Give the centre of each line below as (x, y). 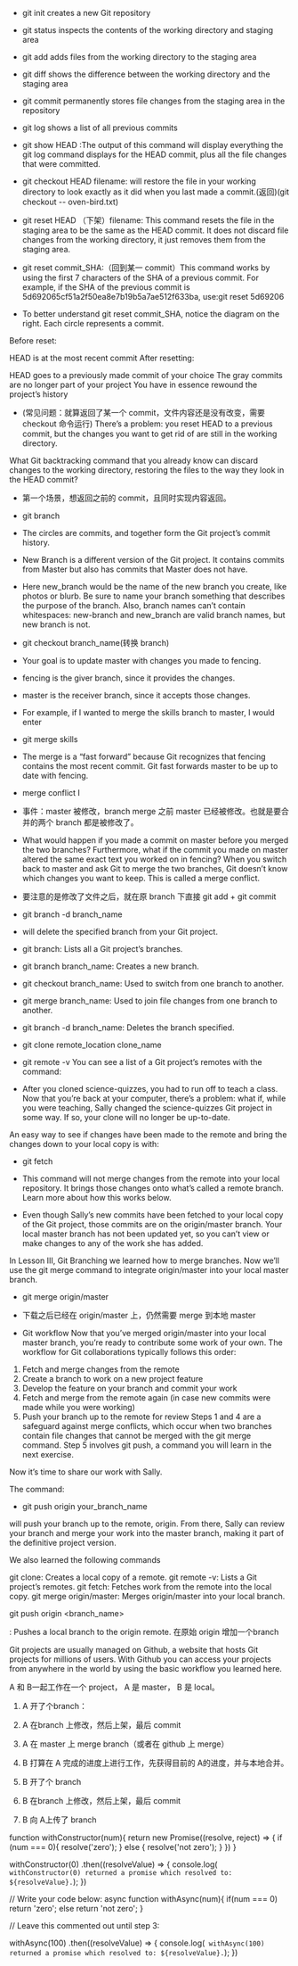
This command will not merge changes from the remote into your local (151, 1178)
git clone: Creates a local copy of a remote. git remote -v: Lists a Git (133, 1577)
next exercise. (48, 1454)
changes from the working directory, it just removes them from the (144, 240)
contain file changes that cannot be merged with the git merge (137, 1436)
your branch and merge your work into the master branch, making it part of (147, 1533)
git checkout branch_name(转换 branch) (96, 643)
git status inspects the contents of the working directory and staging (148, 30)
